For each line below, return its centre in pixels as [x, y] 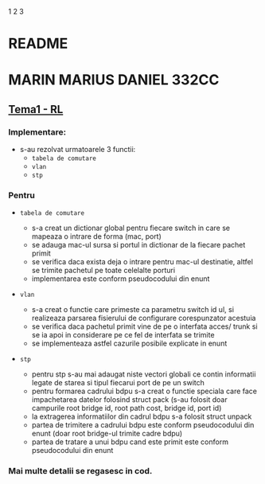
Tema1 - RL [36, 109]
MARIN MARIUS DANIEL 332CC [114, 80]
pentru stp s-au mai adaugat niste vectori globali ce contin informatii [144, 374]
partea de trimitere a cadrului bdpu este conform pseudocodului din [143, 425]
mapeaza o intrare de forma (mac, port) [96, 236]
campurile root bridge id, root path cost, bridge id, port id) [127, 408]
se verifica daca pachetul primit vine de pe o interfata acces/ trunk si [144, 326]
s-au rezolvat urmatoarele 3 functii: [78, 150]
